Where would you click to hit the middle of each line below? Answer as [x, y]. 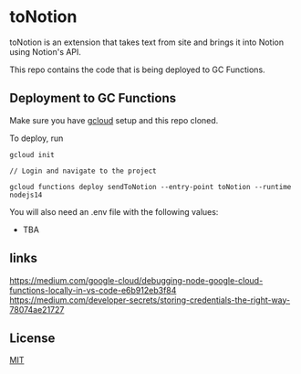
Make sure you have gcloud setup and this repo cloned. [114, 120]
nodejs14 [26, 195]
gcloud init [32, 155]
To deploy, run [36, 138]
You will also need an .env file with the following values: [114, 211]
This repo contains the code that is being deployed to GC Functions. [138, 69]
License [32, 338]
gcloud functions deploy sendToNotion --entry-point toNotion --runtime [150, 187]
